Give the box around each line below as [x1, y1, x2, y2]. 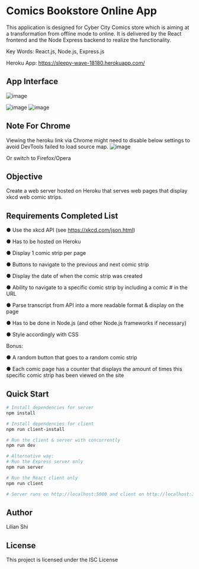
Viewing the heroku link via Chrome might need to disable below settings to [6, 136, 191, 143]
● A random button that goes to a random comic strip [6, 354, 137, 361]
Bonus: [6, 343, 24, 350]
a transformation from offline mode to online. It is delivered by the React [6, 30, 182, 37]
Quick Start [6, 389, 49, 399]
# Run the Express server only [6, 459, 84, 465]
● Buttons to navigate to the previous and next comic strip [6, 261, 149, 268]
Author [6, 507, 33, 517]
